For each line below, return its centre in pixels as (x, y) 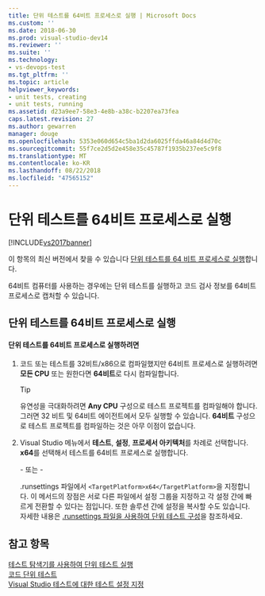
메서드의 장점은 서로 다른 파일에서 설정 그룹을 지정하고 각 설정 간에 (141, 497)
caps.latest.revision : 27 (51, 119)
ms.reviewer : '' (35, 45)
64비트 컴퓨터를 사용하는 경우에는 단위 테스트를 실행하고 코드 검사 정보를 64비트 (132, 285)
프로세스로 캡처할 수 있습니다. (54, 296)
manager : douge (33, 134)
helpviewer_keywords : (44, 89)
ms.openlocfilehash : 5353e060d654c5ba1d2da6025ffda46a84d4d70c (115, 141)
